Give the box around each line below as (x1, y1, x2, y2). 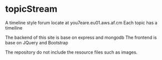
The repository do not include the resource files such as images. (5, 49, 138, 55)
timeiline (5, 25, 23, 30)
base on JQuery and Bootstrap (5, 39, 68, 45)
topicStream (5, 3, 57, 15)
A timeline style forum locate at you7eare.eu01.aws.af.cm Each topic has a (5, 20, 158, 26)
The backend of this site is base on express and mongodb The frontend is (5, 34, 157, 40)
